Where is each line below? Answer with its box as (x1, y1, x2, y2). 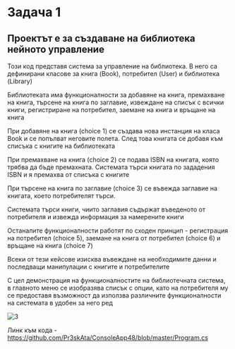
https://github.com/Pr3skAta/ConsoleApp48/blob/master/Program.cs (7, 333, 208, 342)
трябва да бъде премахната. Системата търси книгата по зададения (7, 163, 215, 171)
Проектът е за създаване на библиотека (7, 32, 195, 44)
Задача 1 (7, 4, 61, 20)
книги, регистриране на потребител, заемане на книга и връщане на (7, 106, 216, 114)
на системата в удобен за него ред (7, 299, 113, 307)
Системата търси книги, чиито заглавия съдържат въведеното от (7, 205, 206, 214)
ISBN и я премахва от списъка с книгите (7, 171, 130, 178)
